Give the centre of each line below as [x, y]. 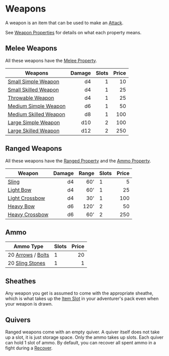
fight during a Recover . [29, 348]
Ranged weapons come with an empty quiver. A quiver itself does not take [82, 332]
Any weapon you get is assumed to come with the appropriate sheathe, [79, 293]
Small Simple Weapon [34, 81]
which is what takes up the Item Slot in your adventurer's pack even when [82, 299]
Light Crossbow [26, 198]
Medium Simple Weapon [37, 106]
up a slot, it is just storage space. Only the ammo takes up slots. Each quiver [84, 337]
